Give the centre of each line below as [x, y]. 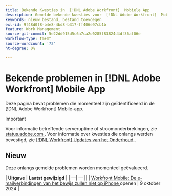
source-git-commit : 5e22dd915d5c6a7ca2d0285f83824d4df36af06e [73, 34]
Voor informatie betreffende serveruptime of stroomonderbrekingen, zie [81, 128]
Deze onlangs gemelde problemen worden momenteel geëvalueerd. [77, 168]
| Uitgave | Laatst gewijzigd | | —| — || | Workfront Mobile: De [71, 178]
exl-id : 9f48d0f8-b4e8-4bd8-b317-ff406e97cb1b [56, 24]
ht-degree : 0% [20, 48]
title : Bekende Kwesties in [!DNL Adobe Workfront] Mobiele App [78, 10]
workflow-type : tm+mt [28, 39]
